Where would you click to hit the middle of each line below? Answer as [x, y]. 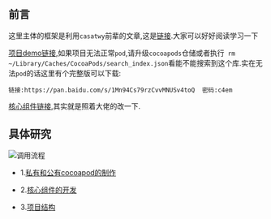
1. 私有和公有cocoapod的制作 [68, 172]
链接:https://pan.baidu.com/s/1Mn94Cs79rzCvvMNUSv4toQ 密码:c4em [120, 90]
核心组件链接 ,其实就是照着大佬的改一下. [75, 106]
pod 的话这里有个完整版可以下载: [69, 73]
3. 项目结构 [38, 207]
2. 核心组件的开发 [48, 190]
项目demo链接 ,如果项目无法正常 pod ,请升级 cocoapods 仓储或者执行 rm [122, 53]
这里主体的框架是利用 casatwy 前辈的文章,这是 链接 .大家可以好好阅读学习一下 [133, 36]
